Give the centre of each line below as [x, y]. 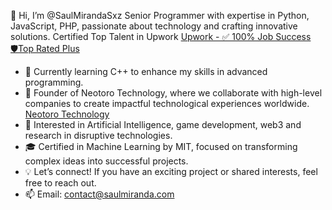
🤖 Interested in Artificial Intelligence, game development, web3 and [163, 124]
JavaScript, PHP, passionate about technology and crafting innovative [154, 26]
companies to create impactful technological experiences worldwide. [167, 103]
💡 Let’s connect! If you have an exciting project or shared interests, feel [171, 171]
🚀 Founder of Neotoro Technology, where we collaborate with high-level [173, 93]
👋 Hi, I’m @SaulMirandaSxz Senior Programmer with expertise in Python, [160, 15]
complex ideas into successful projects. [106, 161]
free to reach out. [60, 183]
